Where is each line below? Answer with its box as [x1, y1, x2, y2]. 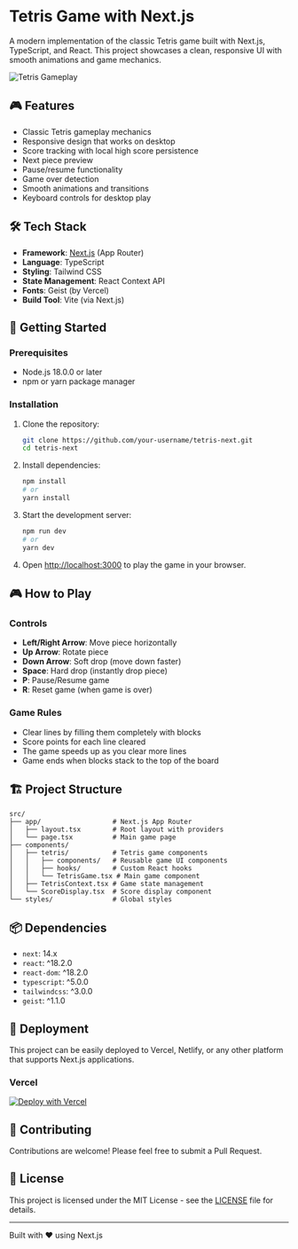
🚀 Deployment [9, 1021, 89, 1036]
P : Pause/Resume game [21, 675, 110, 686]
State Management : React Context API [21, 275, 166, 286]
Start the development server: [21, 509, 132, 520]
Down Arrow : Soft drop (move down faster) [21, 656, 182, 667]
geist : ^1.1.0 [21, 995, 66, 1006]
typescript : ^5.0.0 [21, 977, 89, 987]
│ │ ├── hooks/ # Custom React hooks [9, 864, 192, 873]
